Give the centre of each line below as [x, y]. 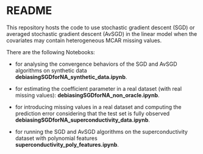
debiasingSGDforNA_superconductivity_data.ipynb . [83, 120]
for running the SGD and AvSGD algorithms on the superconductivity [101, 131]
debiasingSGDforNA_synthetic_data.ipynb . [71, 77]
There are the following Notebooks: [51, 52]
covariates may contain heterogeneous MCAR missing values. [84, 40]
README [29, 11]
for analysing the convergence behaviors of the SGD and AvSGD [96, 64]
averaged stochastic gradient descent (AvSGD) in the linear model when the [102, 33]
